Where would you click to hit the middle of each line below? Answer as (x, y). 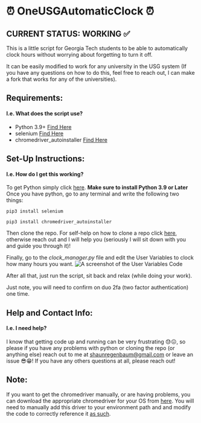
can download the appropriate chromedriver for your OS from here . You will (100, 401)
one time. (18, 294)
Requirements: (35, 98)
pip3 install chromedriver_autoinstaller (59, 222)
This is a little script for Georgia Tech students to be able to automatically (97, 48)
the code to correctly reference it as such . (59, 413)
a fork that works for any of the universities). (62, 79)
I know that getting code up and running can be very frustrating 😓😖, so (96, 342)
